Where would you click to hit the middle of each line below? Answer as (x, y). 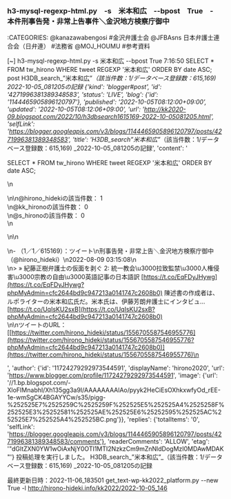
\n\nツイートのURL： (37, 325)
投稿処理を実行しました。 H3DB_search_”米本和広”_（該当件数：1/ (110, 457)
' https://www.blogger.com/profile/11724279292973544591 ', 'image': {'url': (113, 375)
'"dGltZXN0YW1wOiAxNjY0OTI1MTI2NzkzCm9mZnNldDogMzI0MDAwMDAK (115, 449)
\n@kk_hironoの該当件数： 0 (48, 207)
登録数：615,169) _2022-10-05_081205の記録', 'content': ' (107, 148)
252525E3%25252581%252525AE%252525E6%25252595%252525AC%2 (114, 412)
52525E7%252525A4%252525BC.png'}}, (67, 420)
